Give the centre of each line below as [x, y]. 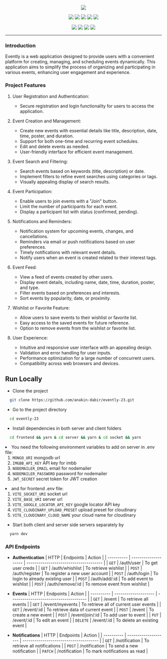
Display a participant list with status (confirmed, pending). [79, 212]
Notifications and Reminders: [42, 221]
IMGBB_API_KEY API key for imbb [44, 463]
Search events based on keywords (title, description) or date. [82, 171]
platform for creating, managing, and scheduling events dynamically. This [80, 62]
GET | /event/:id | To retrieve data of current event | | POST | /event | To [83, 610]
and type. [30, 288]
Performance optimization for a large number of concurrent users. [87, 358]
